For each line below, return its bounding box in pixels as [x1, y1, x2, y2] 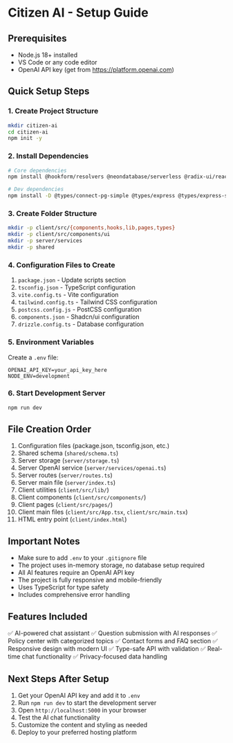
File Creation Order [8, 424, 92, 436]
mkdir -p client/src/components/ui [8, 231, 111, 238]
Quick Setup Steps [8, 85, 90, 98]
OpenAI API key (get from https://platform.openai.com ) [17, 66, 175, 73]
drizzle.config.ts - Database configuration [17, 320, 145, 328]
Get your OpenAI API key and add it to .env [17, 691, 140, 699]
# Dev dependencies [8, 186, 64, 193]
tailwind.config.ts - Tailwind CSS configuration [17, 298, 158, 306]
